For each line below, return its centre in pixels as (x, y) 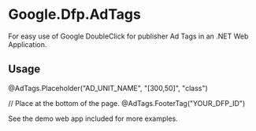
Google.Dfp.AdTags (75, 15)
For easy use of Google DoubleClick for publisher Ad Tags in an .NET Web (128, 36)
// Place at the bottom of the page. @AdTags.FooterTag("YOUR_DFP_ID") (127, 103)
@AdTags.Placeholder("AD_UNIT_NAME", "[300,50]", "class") (108, 88)
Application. (28, 44)
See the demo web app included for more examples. (93, 118)
